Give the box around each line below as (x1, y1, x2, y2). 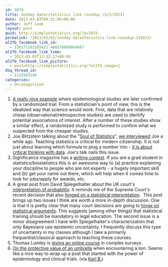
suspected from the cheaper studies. (12, 127, 90, 133)
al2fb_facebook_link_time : (5, 49, 62, 54)
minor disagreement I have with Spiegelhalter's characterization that (12, 218, 154, 224)
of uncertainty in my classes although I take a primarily (12, 229, 127, 235)
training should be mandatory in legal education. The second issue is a (12, 213, 159, 219)
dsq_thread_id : (5, 68, 37, 73)
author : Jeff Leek (5, 21, 44, 27)
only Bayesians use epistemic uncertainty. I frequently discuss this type (12, 224, 161, 230)
